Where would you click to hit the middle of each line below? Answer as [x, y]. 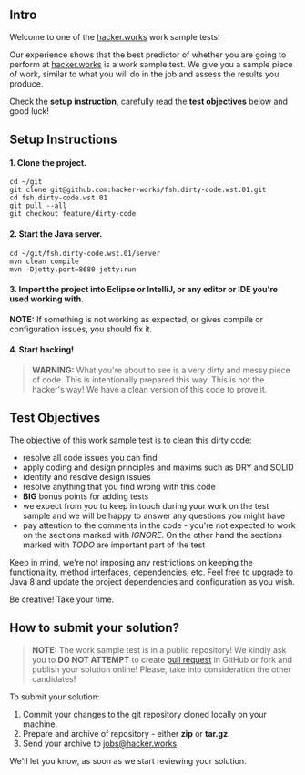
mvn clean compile [44, 261]
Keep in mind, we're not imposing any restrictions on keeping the [131, 562]
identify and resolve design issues [87, 476]
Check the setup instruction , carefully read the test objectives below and [149, 101]
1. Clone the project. [48, 162]
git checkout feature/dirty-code [73, 214]
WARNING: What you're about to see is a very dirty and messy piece [161, 370]
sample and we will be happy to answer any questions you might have [154, 515]
